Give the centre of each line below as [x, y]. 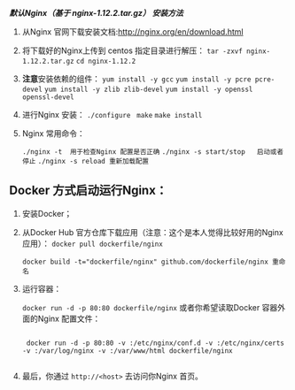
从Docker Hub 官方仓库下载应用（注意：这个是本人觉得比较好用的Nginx [152, 232]
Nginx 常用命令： [54, 134]
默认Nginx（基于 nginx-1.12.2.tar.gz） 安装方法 [96, 13]
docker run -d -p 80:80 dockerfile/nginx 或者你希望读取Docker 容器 [150, 307]
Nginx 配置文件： [69, 318]
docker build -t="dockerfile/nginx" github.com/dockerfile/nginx [145, 262]
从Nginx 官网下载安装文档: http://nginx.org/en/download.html [132, 32]
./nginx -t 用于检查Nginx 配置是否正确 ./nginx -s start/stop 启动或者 [152, 152]
